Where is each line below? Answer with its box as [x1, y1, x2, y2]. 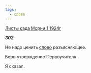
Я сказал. [5, 63, 25, 69]
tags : [5, 7, 16, 12]
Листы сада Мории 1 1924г [5, 25, 61, 31]
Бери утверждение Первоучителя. [5, 53, 78, 59]
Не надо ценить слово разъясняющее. [5, 44, 87, 50]
